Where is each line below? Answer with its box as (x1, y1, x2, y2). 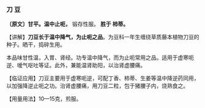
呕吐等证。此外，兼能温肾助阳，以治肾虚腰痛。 (27, 62, 146, 69)
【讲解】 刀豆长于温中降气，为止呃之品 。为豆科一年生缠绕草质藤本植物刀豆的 (6, 34, 199, 41)
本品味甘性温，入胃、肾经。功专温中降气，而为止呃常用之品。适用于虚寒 (6, 54, 188, 62)
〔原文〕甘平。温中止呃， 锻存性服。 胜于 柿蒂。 (6, 20, 129, 28)
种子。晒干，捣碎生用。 (6, 41, 65, 48)
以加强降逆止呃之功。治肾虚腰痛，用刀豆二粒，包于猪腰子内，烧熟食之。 (6, 82, 188, 90)
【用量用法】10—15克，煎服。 (6, 95, 82, 103)
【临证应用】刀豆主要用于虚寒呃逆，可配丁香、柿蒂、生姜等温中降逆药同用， (6, 74, 199, 82)
